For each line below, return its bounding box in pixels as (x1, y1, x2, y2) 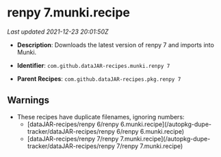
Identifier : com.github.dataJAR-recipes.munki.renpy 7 (16, 61, 170, 69)
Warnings (7, 95, 50, 106)
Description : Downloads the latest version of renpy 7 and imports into (16, 40, 214, 49)
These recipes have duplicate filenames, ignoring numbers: (16, 112, 185, 121)
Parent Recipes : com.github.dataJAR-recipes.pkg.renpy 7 (16, 74, 181, 83)
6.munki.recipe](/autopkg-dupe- (120, 120, 212, 128)
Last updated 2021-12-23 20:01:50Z (7, 27, 109, 36)
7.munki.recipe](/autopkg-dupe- (120, 134, 211, 143)
